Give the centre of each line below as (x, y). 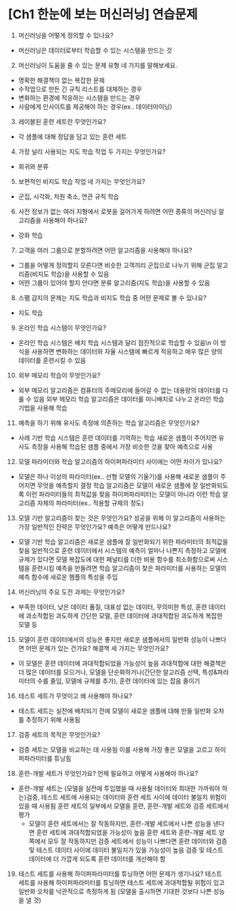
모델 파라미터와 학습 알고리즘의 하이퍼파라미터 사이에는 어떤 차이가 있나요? (120, 461)
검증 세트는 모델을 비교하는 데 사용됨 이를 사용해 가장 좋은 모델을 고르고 (116, 749)
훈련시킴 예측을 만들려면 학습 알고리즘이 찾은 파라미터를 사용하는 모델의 (129, 568)
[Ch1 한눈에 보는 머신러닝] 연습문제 (103, 14)
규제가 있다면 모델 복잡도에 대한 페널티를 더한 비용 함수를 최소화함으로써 (117, 559)
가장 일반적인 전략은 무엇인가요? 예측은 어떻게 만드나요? (94, 526)
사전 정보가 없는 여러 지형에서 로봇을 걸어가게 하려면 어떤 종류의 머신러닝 (117, 211)
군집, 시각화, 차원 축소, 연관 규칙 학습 (68, 196)
